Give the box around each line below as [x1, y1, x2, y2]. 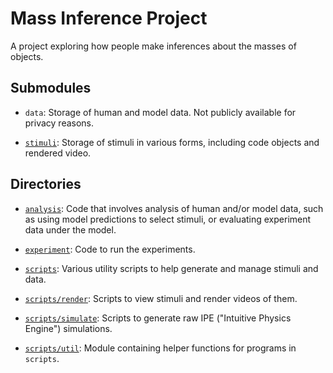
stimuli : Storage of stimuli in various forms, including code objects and [24, 136, 320, 148]
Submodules [10, 80, 92, 97]
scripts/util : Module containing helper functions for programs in [24, 342, 297, 354]
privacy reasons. [24, 117, 95, 129]
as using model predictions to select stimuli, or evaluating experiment [24, 213, 312, 225]
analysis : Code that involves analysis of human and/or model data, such [24, 202, 324, 214]
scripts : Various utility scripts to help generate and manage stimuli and [24, 262, 319, 274]
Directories [10, 176, 82, 193]
